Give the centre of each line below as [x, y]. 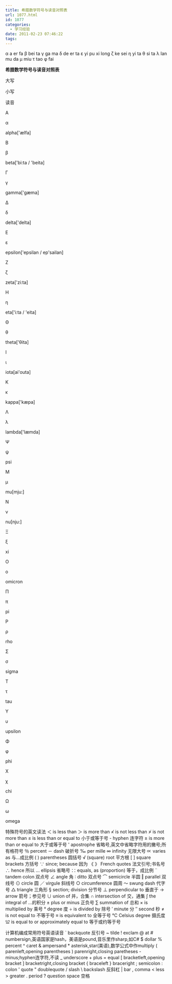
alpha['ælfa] [18, 132]
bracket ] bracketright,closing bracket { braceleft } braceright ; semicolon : [84, 963]
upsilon [13, 731]
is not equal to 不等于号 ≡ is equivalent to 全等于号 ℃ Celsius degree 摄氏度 [85, 915]
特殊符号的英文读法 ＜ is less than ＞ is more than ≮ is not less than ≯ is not [85, 832]
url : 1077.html [22, 15]
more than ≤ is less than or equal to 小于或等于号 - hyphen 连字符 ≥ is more [85, 838]
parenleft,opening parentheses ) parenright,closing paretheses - [73, 951]
